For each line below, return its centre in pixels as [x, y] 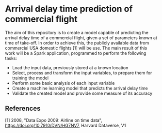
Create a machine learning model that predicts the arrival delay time [80, 88]
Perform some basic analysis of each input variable [63, 83]
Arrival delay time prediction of [69, 9]
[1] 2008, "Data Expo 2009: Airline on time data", [54, 120]
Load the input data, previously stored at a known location [70, 67]
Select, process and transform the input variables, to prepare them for [82, 73]
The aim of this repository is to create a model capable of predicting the [77, 32]
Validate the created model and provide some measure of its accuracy [82, 93]
